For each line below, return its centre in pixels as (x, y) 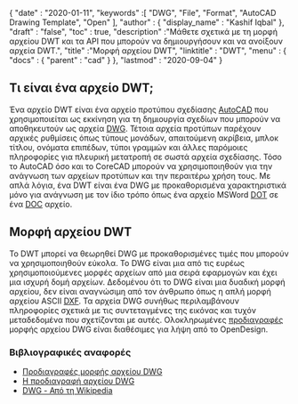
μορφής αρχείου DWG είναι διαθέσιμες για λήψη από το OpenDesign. (139, 329)
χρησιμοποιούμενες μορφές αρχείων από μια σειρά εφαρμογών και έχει (143, 272)
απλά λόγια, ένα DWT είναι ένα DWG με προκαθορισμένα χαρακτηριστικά (148, 185)
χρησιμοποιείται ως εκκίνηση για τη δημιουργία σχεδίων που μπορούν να (145, 118)
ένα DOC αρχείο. (41, 204)
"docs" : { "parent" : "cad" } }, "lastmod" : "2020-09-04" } (116, 60)
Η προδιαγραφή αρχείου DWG (78, 381)
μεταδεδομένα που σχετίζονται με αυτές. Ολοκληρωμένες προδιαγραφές (146, 319)
